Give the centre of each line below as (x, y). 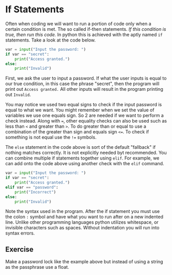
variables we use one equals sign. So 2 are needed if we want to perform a (85, 115)
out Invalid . (18, 95)
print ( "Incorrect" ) (35, 192)
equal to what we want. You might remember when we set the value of (80, 110)
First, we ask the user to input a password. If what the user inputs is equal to (86, 78)
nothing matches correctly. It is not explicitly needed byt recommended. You (86, 153)
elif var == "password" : (32, 187)
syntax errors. (20, 233)
